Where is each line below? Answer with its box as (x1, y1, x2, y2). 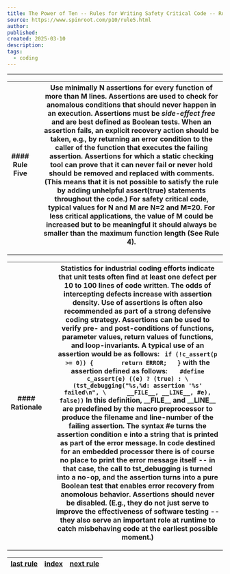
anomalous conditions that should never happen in (47, 100, 217, 110)
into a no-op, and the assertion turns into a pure (57, 472, 219, 482)
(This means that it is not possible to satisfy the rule (44, 177, 219, 186)
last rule (10, 559, 38, 569)
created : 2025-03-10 (7, 36, 66, 42)
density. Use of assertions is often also (72, 297, 203, 307)
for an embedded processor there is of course (60, 447, 215, 456)
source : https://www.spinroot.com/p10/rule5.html (7, 16, 152, 23)
